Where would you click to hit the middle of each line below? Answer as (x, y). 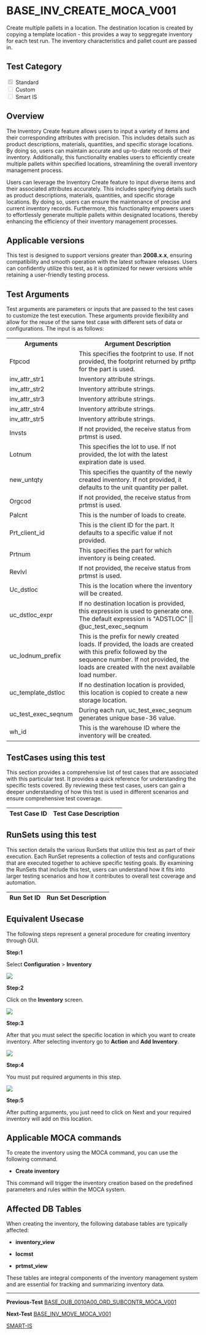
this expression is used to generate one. (136, 611)
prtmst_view (31, 1266)
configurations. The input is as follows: (55, 329)
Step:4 (15, 1065)
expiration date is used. (112, 462)
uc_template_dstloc (37, 693)
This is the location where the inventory (135, 586)
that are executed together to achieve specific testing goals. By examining (100, 863)
